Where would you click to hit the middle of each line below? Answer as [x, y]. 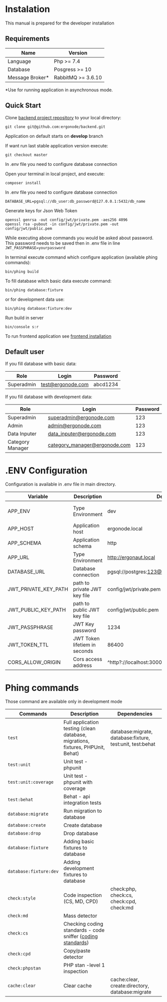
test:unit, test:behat [133, 744]
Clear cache [78, 986]
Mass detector [80, 916]
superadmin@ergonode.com [81, 418]
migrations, [77, 741]
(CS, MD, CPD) [81, 902]
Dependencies [135, 714]
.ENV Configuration [46, 470]
